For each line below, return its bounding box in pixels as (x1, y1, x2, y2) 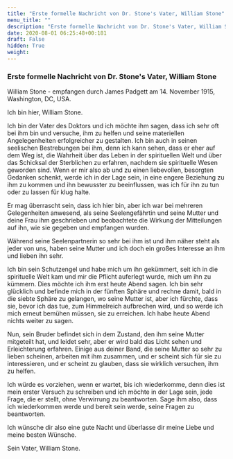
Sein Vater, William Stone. (7, 444, 81, 453)
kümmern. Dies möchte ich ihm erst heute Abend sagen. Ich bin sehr (7, 280, 203, 288)
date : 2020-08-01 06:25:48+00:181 (7, 29, 107, 37)
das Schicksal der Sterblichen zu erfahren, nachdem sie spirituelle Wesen (7, 159, 218, 167)
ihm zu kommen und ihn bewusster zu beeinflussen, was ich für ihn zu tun (7, 181, 220, 189)
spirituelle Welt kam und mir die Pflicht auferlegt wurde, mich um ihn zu (7, 272, 212, 281)
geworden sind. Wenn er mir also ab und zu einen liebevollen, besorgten (7, 166, 214, 174)
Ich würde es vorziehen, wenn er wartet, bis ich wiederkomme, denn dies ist (7, 381, 225, 389)
